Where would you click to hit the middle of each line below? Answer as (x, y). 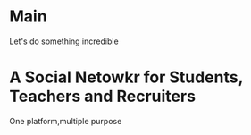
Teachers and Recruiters (103, 97)
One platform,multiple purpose (66, 121)
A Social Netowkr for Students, (126, 77)
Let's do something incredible (64, 41)
